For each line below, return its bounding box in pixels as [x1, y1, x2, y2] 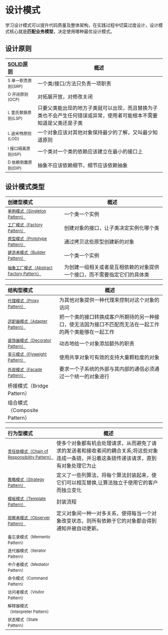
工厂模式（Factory [7, 222, 43, 228]
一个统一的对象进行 [64, 373, 109, 380]
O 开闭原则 [7, 91, 28, 97]
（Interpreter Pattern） [7, 608, 51, 614]
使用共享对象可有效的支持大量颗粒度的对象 [59, 354, 159, 361]
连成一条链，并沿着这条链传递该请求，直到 [56, 455, 157, 462]
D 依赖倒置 [7, 159, 28, 165]
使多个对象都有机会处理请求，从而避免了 [56, 440, 152, 447]
